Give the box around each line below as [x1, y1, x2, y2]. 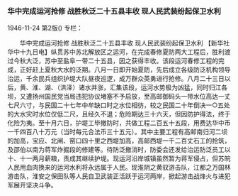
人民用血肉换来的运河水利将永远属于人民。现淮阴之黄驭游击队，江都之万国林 [7, 163, 231, 172]
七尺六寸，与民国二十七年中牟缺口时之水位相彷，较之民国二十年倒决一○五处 [7, 101, 230, 109]
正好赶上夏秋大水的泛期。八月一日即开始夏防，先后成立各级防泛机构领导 [19, 65, 231, 74]
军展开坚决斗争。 [7, 181, 57, 190]
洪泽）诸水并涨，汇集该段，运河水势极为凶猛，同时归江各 [59, 83, 228, 92]
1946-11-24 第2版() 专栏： [7, 23, 83, 33]
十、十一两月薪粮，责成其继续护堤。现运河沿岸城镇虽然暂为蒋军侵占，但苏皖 [7, 154, 231, 163]
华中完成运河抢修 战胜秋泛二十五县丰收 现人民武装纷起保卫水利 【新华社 [19, 39, 230, 48]
